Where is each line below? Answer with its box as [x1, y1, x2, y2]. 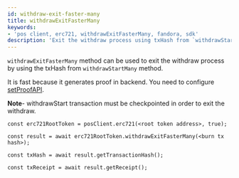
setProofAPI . [7, 85, 45, 94]
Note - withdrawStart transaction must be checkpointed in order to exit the [7, 99, 225, 108]
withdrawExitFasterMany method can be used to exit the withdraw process [7, 56, 225, 65]
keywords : [7, 23, 37, 31]
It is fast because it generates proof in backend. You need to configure [7, 78, 215, 86]
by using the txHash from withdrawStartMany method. [7, 64, 164, 73]
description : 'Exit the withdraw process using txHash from [7, 37, 190, 44]
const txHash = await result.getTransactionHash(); [7, 152, 164, 159]
